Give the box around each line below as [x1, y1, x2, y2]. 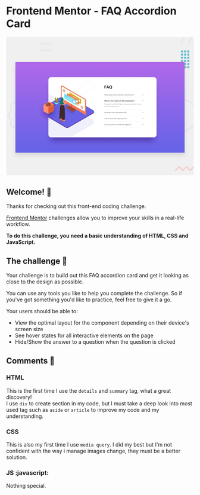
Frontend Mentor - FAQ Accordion [6, 4, 177, 18]
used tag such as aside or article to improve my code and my [6, 406, 160, 413]
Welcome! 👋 [6, 187, 52, 197]
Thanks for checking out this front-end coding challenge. [6, 203, 146, 210]
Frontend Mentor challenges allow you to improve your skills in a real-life [6, 214, 185, 222]
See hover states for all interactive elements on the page [14, 332, 154, 339]
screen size [14, 326, 43, 333]
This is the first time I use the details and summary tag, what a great [6, 387, 171, 394]
